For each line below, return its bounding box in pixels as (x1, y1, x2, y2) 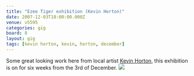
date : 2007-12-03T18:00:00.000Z (6, 14, 85, 20)
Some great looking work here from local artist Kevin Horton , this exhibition (6, 57, 188, 64)
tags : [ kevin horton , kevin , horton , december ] (6, 42, 125, 47)
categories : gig (6, 25, 46, 31)
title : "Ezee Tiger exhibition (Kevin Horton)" (6, 8, 125, 15)
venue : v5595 (6, 19, 38, 25)
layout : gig (6, 36, 35, 42)
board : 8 (6, 30, 28, 36)
